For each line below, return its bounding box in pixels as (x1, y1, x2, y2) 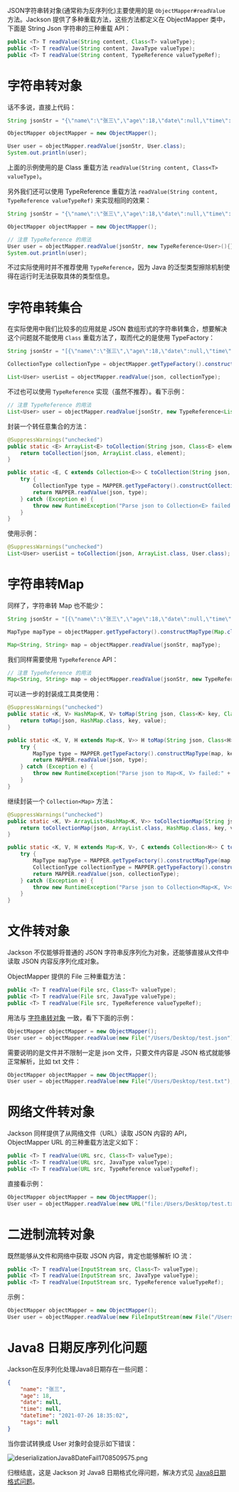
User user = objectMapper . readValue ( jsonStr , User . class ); (7, 143, 186, 150)
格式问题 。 (7, 1477, 39, 1486)
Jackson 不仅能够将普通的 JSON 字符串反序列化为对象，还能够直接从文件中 (7, 948, 229, 957)
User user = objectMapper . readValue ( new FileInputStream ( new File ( (7, 1314, 212, 1321)
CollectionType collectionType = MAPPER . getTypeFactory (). (33, 864, 212, 871)
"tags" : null (20, 1419, 59, 1426)
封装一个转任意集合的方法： (7, 421, 89, 430)
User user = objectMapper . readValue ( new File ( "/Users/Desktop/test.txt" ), (7, 1078, 234, 1085)
